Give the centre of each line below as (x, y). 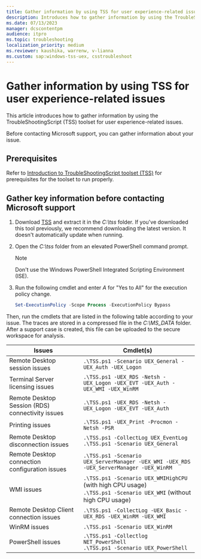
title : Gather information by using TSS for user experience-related (95, 12)
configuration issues (38, 470)
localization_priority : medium (45, 46)
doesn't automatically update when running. (69, 235)
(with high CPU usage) (115, 485)
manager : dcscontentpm (34, 28)
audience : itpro (26, 34)
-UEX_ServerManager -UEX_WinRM (128, 468)
